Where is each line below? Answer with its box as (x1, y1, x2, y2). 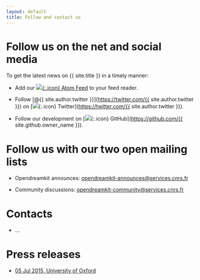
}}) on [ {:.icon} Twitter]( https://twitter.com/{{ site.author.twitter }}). (14, 103, 184, 110)
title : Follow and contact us (6, 14, 82, 20)
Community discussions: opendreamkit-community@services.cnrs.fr (14, 186, 185, 193)
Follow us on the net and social (6, 40, 162, 54)
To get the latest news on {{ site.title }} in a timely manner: (6, 72, 149, 79)
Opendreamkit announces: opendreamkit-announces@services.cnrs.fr (14, 175, 189, 182)
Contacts (6, 207, 53, 221)
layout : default (6, 8, 46, 15)
